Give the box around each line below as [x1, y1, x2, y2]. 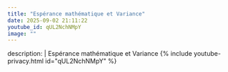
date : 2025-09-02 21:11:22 [7, 17, 88, 24]
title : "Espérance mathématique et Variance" [7, 10, 145, 18]
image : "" [7, 30, 37, 37]
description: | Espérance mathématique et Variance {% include [7, 49, 193, 58]
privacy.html [7, 57, 44, 66]
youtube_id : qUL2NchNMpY [7, 23, 81, 30]
